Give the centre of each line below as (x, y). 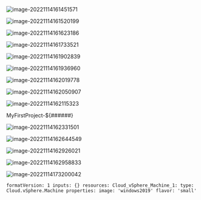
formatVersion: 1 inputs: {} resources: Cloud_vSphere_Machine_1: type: (100, 185)
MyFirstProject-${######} (40, 115)
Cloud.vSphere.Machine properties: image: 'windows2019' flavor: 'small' (102, 191)
